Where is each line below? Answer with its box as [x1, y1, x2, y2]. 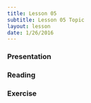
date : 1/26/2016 [7, 29, 54, 36]
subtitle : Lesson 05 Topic [7, 16, 85, 23]
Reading [7, 70, 36, 80]
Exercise [7, 89, 37, 98]
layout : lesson [7, 23, 51, 30]
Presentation [7, 52, 52, 62]
